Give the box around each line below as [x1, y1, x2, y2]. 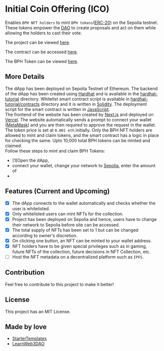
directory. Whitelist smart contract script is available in [20, 96, 130, 102]
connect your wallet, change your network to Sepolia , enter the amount [12, 162, 156, 168]
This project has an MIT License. [5, 308, 71, 314]
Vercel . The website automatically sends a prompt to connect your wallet [5, 116, 152, 123]
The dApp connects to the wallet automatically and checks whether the [12, 200, 156, 206]
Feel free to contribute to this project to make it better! [5, 281, 114, 287]
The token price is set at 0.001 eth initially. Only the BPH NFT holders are [5, 127, 152, 133]
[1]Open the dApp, [12, 157, 49, 163]
